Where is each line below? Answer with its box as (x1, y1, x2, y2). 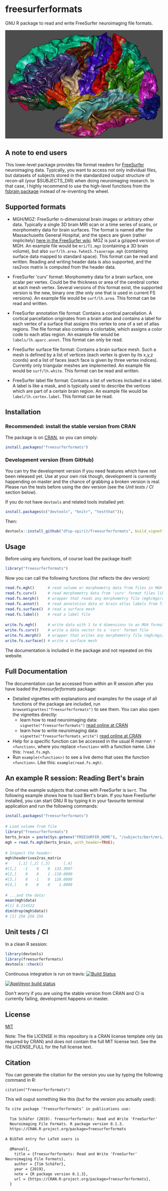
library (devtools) (5, 951, 43, 957)
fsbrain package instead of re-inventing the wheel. (5, 188, 109, 194)
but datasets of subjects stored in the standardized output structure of (5, 172, 150, 178)
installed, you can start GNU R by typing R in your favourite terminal (5, 798, 144, 804)
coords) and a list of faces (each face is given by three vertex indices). (12, 357, 158, 363)
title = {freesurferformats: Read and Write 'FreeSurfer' (14, 1151, 137, 1156)
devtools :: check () (5, 962, 43, 967)
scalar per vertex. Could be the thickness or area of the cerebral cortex (12, 279, 159, 285)
